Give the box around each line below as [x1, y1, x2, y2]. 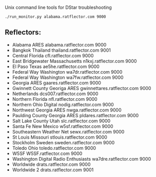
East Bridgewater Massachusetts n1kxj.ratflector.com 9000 [12, 58, 137, 64]
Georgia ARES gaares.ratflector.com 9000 [12, 79, 101, 86]
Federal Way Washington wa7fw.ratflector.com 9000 [12, 74, 124, 80]
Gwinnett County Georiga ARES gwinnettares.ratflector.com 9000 [12, 85, 151, 91]
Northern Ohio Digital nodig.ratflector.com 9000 [12, 101, 114, 107]
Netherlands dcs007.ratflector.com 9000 [12, 91, 99, 97]
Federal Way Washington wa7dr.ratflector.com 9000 [12, 69, 123, 75]
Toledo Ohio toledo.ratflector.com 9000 [12, 145, 96, 151]
